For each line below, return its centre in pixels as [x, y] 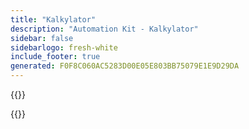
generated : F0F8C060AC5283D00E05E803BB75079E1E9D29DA [125, 66]
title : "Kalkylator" [53, 19]
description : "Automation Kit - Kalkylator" [104, 29]
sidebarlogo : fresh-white [64, 47]
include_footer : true [55, 57]
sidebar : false [42, 38]
